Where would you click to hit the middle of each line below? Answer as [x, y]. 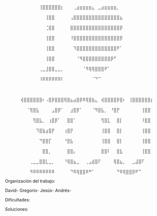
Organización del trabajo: [30, 181]
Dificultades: [18, 200]
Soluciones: [17, 209]
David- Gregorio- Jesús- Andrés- [38, 190]
